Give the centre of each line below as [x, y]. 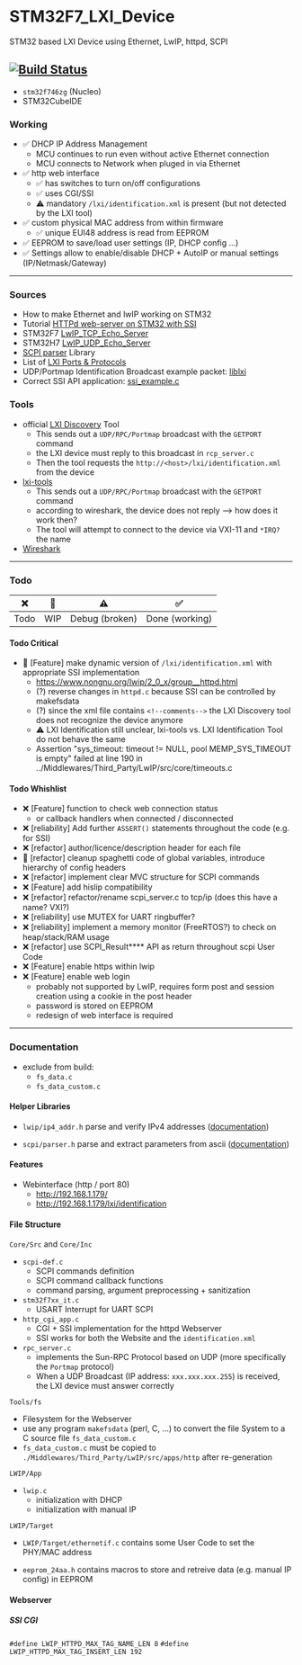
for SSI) [36, 838]
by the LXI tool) [64, 213]
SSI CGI [24, 1620]
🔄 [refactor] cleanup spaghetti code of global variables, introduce [143, 858]
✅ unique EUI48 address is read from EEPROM [122, 233]
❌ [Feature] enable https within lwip [89, 967]
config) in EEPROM [58, 1580]
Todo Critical [34, 643]
